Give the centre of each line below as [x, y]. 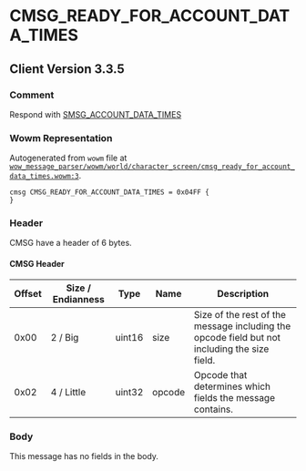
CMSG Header [37, 264]
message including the [243, 326]
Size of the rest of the [240, 314]
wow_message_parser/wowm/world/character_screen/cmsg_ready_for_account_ [153, 167]
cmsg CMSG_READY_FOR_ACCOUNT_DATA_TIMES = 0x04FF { [109, 192]
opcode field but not [237, 337]
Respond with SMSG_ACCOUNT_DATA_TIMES [96, 114]
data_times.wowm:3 [44, 177]
